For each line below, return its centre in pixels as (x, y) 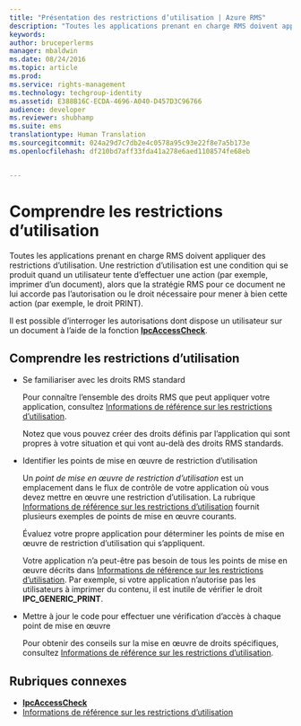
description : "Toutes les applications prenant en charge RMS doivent (144, 26)
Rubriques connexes (68, 681)
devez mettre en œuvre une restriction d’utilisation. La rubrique (139, 497)
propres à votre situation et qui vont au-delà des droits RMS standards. (153, 443)
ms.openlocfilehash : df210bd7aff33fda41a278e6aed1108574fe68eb (130, 151)
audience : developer (48, 110)
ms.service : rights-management (68, 84)
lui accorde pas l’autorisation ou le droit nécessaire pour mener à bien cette (149, 294)
